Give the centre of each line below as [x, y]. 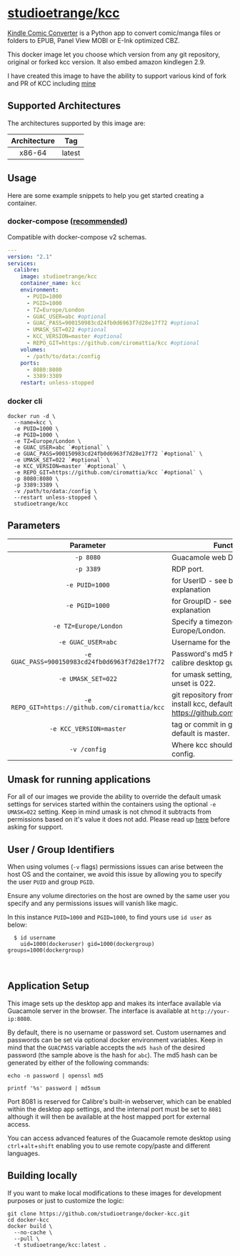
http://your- [210, 1011]
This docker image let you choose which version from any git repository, [114, 54]
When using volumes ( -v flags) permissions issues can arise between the [115, 867]
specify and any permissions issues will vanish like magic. [93, 903]
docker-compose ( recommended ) [68, 221]
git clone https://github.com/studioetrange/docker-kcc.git [99, 1213]
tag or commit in [199, 724]
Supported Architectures [64, 106]
